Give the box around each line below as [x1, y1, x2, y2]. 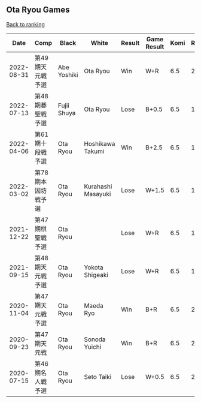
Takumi [83, 147, 105, 155]
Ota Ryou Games [6, 5, 70, 15]
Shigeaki [83, 270, 109, 279]
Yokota [83, 263, 103, 272]
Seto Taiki [83, 372, 112, 381]
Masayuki [83, 190, 111, 198]
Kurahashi [83, 182, 112, 191]
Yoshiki [57, 70, 78, 79]
